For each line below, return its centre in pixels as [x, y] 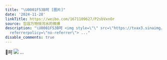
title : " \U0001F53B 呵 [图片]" [35, 10]
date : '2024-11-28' [25, 14]
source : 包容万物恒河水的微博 [33, 24]
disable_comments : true [30, 38]
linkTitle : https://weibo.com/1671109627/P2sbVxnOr [60, 19]
